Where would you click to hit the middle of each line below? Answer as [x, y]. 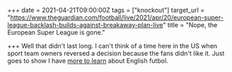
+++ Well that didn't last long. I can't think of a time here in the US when [112, 46]
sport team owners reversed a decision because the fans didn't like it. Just [116, 53]
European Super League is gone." [56, 32]
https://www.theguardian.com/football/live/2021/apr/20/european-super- [117, 17]
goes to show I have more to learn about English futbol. [88, 61]
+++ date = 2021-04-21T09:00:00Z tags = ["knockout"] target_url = [106, 10]
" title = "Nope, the [190, 25]
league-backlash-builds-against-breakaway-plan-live [85, 25]
